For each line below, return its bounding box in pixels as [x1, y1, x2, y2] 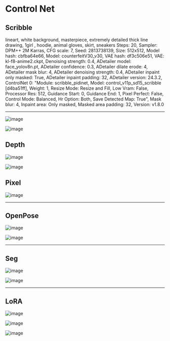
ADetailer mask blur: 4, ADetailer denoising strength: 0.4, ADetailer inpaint [5, 69, 160, 75]
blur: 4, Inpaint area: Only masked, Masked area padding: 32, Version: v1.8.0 [5, 101, 164, 107]
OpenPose [5, 212, 39, 220]
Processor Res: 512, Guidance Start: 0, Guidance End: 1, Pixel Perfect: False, [5, 91, 164, 96]
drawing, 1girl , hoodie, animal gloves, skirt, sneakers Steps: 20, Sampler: [5, 42, 158, 48]
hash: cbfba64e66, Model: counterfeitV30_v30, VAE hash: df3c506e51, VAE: [5, 53, 164, 59]
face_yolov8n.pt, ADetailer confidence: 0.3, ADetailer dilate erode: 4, [5, 64, 148, 70]
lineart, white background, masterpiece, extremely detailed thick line [5, 37, 148, 43]
